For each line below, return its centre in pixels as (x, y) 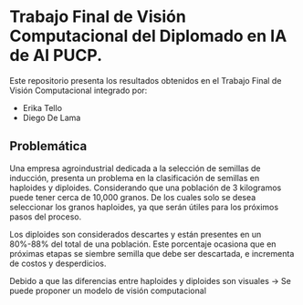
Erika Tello (42, 107)
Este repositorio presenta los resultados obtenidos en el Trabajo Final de (146, 80)
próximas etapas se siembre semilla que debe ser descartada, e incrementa (152, 253)
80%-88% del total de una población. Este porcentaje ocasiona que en (143, 244)
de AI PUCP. (56, 56)
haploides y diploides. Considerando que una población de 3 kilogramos (146, 188)
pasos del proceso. (46, 217)
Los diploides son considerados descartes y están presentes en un (136, 234)
